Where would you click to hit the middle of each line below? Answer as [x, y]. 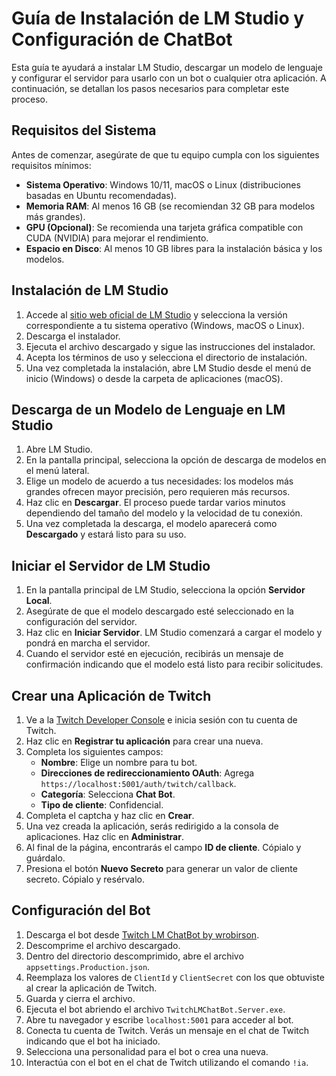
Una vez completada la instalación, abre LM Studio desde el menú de [168, 368]
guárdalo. [45, 858]
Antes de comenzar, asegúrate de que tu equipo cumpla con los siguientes [165, 154]
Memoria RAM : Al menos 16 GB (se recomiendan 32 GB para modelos [170, 206]
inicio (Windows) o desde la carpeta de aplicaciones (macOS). [154, 378]
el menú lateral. [57, 471]
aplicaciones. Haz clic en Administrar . [104, 836]
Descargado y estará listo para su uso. [106, 534]
